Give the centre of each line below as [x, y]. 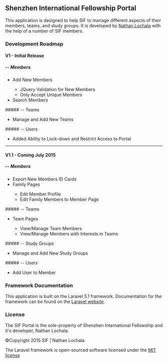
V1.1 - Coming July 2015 [30, 155]
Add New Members [32, 80]
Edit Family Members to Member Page [59, 199]
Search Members [30, 100]
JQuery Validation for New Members [57, 89]
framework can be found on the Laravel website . [55, 301]
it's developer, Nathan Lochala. [37, 331]
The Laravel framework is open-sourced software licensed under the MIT [81, 350]
